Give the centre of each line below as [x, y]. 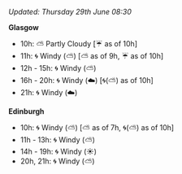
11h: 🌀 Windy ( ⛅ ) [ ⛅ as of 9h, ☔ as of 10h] [92, 56]
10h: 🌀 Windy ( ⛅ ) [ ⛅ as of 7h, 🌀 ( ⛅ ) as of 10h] [97, 128]
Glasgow [24, 27]
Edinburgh [26, 111]
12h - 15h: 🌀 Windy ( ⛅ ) [58, 68]
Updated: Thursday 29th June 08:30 [70, 12]
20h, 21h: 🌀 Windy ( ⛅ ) [57, 161]
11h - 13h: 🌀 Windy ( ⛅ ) [58, 140]
